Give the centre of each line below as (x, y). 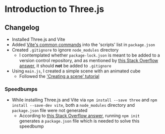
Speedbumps (21, 89)
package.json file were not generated (50, 111)
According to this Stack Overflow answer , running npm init (79, 116)
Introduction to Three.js (55, 9)
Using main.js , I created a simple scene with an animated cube (76, 71)
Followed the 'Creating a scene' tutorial (59, 76)
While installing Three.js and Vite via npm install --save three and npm (84, 100)
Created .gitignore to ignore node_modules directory (65, 50)
